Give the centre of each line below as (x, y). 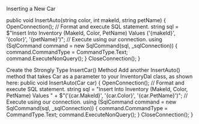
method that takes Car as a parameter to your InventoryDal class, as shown (99, 76)
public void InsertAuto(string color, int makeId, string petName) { (86, 20)
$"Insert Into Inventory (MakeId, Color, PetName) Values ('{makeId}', (91, 33)
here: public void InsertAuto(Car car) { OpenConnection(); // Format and (95, 83)
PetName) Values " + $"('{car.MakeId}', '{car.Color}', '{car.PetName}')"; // (97, 96)
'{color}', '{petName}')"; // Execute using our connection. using (84, 39)
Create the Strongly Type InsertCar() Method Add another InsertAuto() (93, 70)
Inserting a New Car (31, 9)
